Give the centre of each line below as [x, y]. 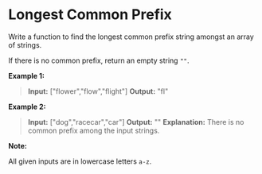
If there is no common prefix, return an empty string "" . [99, 60]
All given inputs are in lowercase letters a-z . [80, 161]
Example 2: [27, 106]
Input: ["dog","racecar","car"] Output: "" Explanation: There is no [136, 122]
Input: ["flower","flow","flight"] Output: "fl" [98, 91]
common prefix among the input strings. [94, 130]
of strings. [25, 44]
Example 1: [27, 75]
